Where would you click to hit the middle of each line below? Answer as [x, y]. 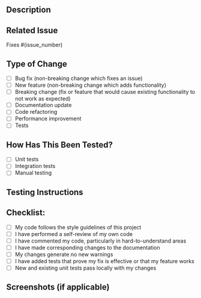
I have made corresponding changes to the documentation [87, 247]
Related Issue [32, 30]
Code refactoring [36, 112]
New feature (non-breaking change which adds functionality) [91, 85]
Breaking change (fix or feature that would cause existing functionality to [105, 92]
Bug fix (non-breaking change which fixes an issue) [79, 78]
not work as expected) [43, 99]
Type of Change [37, 64]
